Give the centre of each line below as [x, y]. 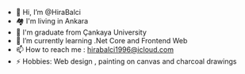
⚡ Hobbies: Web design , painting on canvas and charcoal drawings [126, 61]
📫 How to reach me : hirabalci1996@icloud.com [95, 50]
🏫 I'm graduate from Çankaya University [81, 32]
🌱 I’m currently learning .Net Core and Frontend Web [101, 41]
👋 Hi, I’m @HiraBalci [48, 12]
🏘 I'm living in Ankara [52, 21]
